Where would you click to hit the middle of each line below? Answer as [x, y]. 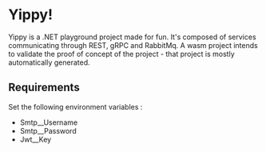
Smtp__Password [48, 130]
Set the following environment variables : [75, 106]
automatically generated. [49, 62]
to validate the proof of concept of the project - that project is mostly [122, 54]
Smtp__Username [49, 122]
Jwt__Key [36, 139]
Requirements [44, 88]
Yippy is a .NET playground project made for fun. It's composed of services [133, 37]
